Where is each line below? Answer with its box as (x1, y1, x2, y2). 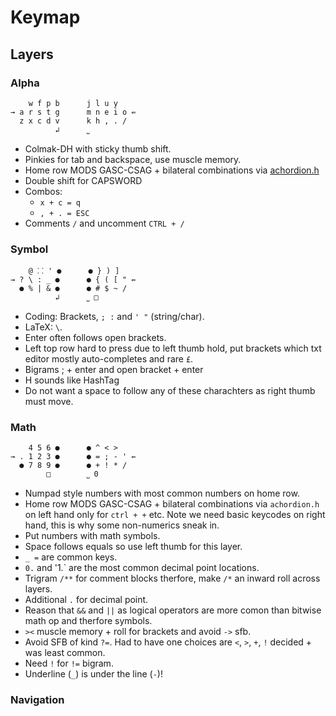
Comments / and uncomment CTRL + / (24, 217, 185, 229)
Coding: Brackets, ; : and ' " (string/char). (24, 311, 205, 323)
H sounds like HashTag (24, 374, 120, 386)
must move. (24, 396, 74, 408)
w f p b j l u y (28, 98, 118, 108)
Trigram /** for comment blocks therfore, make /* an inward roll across (24, 572, 321, 585)
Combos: (24, 185, 63, 197)
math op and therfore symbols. (24, 615, 153, 627)
